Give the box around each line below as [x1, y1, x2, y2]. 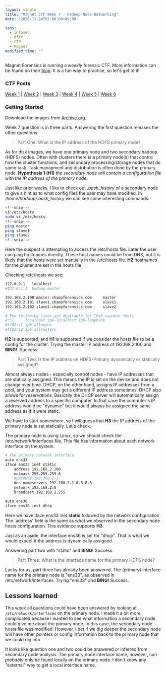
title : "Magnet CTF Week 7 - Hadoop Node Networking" [5, 12, 119, 17]
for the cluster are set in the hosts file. [5, 262, 83, 268]
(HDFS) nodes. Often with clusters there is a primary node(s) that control [5, 154, 154, 160]
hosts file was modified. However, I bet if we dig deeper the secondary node [5, 626, 161, 632]
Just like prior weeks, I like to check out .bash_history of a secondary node [5, 185, 159, 191]
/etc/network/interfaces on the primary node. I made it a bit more [5, 610, 141, 616]
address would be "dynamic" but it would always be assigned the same [5, 403, 151, 409]
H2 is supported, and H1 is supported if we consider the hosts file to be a [5, 336, 155, 342]
